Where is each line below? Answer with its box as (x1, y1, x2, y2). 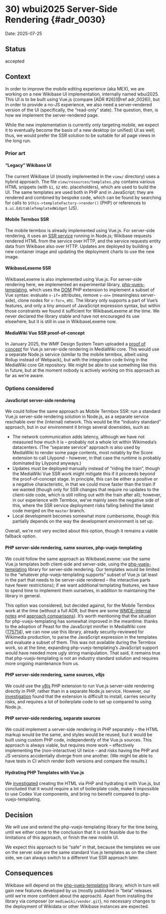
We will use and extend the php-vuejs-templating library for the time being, (5, 824, 159, 830)
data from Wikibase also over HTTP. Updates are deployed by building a (5, 243, 153, 249)
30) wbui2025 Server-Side (5, 3, 118, 15)
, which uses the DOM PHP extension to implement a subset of (26, 287, 155, 293)
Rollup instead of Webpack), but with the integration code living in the (5, 357, 148, 363)
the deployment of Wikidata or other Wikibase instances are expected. (5, 903, 149, 909)
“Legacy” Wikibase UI (5, 163, 52, 168)
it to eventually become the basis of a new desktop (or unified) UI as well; (5, 127, 155, 133)
